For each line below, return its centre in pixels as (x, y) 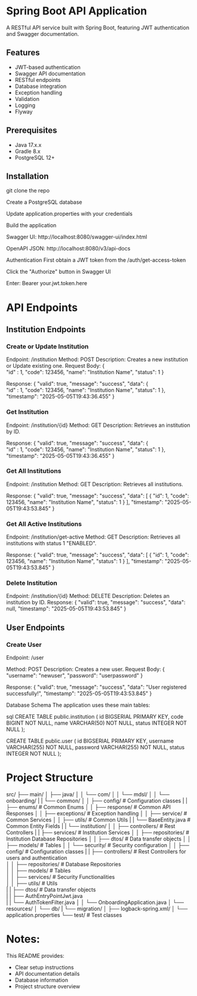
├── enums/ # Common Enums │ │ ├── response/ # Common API (89, 807)
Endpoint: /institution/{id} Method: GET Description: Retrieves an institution (98, 425)
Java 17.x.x (28, 145)
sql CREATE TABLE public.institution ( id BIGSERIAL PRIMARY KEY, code (95, 717)
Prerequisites (32, 131)
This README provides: (35, 956)
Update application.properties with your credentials (70, 214)
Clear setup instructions (44, 967)
